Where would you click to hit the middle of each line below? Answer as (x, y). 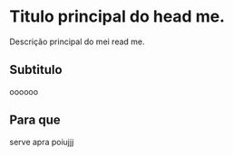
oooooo (24, 91)
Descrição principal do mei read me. (77, 41)
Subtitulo (36, 70)
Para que (35, 120)
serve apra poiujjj (42, 142)
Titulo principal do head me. (117, 17)
